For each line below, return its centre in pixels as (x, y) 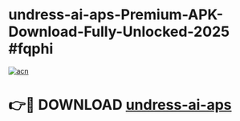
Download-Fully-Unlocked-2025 (119, 32)
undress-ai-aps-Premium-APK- (116, 15)
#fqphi (31, 49)
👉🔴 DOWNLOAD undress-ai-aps (120, 105)
